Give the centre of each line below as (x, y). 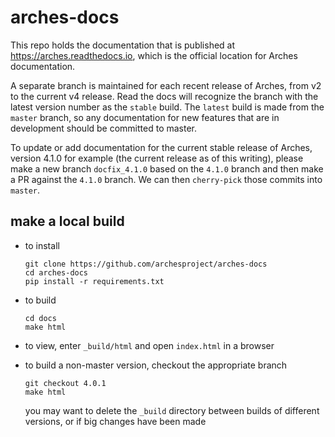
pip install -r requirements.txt (94, 281)
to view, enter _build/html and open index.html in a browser (149, 345)
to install (42, 245)
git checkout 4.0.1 (65, 383)
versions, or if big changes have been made (115, 421)
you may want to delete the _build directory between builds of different (172, 410)
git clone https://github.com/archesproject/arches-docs (146, 264)
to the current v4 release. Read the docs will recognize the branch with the (164, 96)
